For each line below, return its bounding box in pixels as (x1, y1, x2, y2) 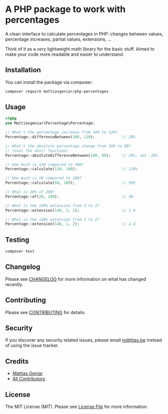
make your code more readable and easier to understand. (5, 51, 124, 57)
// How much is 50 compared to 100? (5, 176, 82, 181)
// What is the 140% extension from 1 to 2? (5, 217, 100, 222)
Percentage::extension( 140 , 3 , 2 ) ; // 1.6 (5, 208, 136, 213)
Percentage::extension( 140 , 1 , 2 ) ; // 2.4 (5, 222, 136, 227)
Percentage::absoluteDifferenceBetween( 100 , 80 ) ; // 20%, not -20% (5, 153, 158, 158)
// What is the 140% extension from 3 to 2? (5, 203, 100, 208)
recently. (5, 281, 24, 287)
